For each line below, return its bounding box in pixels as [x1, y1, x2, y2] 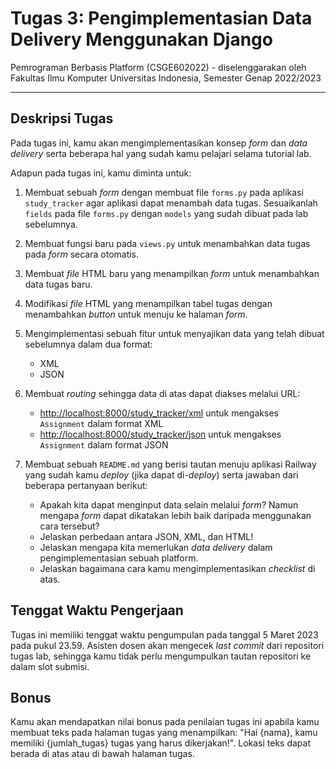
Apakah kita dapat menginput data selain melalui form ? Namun [39, 498, 299, 511]
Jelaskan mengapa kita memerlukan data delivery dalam [39, 541, 273, 553]
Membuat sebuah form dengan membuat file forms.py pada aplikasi [24, 186, 304, 198]
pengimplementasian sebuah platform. [39, 552, 199, 564]
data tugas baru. [24, 278, 93, 290]
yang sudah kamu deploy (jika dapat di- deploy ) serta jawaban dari [24, 468, 299, 481]
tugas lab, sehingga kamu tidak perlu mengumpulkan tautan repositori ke [10, 650, 312, 662]
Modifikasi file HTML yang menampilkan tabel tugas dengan [24, 297, 273, 309]
